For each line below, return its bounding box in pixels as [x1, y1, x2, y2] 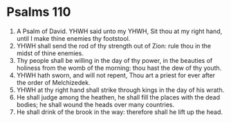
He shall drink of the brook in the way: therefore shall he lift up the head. [16, 108, 223, 116]
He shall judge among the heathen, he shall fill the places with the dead [16, 93, 221, 101]
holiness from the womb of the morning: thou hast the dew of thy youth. [16, 64, 222, 72]
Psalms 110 [6, 4, 71, 20]
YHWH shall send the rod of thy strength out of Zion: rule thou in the [16, 41, 212, 50]
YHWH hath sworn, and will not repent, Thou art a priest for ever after [16, 70, 216, 79]
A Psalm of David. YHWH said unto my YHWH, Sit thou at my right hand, [16, 27, 223, 35]
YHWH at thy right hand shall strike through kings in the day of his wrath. [16, 86, 225, 94]
